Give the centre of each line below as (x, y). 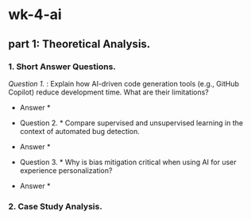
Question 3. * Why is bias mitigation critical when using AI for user (128, 162)
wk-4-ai (35, 15)
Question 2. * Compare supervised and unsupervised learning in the (131, 123)
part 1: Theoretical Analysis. (79, 44)
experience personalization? (66, 170)
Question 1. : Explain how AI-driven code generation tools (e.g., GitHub (124, 83)
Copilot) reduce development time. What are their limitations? (108, 92)
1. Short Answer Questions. (62, 67)
